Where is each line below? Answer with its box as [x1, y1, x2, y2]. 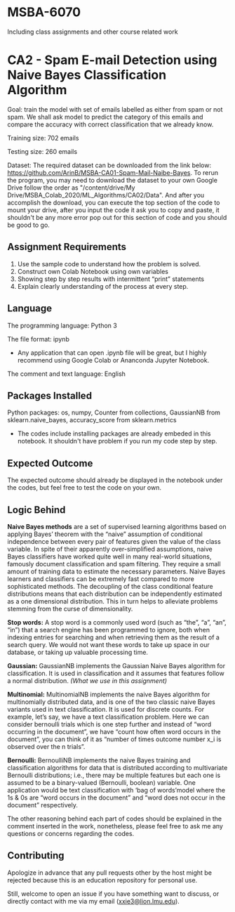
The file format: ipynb [7, 334, 70, 343]
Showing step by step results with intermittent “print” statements [17, 275, 205, 283]
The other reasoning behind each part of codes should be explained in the [7, 814, 222, 823]
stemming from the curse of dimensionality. [7, 604, 133, 613]
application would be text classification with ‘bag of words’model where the [7, 786, 226, 794]
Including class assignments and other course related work [7, 27, 178, 36]
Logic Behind [7, 504, 66, 516]
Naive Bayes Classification [7, 67, 167, 83]
